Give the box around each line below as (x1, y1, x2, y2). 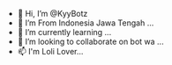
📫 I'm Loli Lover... (17, 47, 84, 56)
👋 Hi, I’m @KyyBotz (17, 9, 88, 18)
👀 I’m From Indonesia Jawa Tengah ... (17, 18, 154, 28)
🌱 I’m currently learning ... (17, 27, 112, 37)
